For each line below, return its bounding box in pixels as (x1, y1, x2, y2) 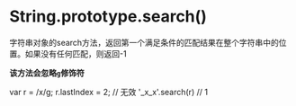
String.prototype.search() (9, 6, 207, 27)
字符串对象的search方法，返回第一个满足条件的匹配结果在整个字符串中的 (9, 37, 279, 48)
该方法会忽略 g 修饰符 (9, 67, 85, 78)
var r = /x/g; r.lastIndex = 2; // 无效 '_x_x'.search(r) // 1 (9, 86, 209, 97)
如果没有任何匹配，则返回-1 (24, 48, 128, 59)
